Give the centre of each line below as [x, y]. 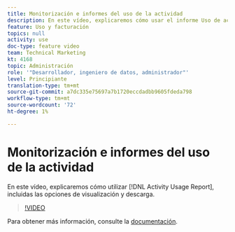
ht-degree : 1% [28, 111]
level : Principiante [37, 79]
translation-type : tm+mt [43, 86]
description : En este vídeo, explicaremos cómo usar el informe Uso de [114, 20]
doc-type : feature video [43, 46]
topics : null [26, 33]
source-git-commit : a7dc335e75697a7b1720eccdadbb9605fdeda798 [100, 92]
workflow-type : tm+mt [39, 99]
